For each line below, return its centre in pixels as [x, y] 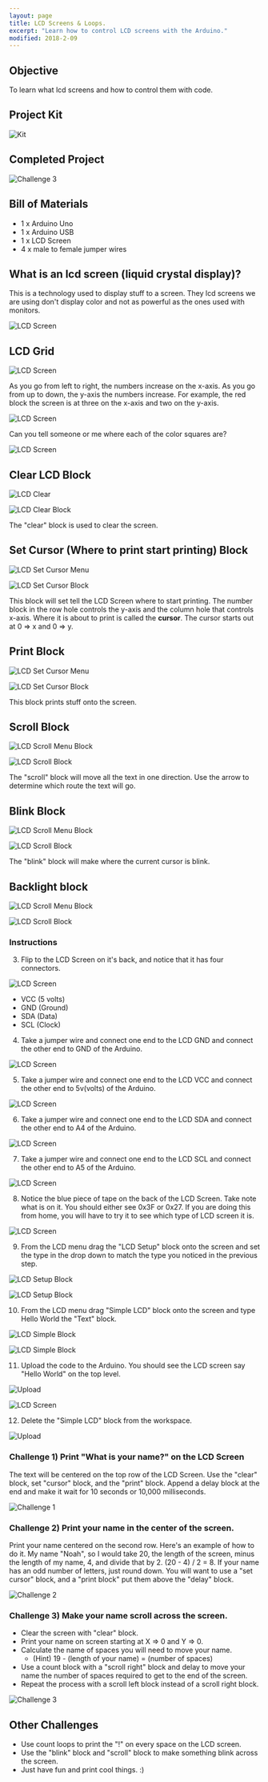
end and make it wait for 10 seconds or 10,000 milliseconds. [108, 1491]
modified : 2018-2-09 [44, 38]
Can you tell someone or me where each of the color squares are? [118, 434]
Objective [34, 70]
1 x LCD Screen [46, 240]
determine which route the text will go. [72, 786]
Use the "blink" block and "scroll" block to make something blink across [139, 1753]
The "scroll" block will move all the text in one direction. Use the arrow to [129, 778]
